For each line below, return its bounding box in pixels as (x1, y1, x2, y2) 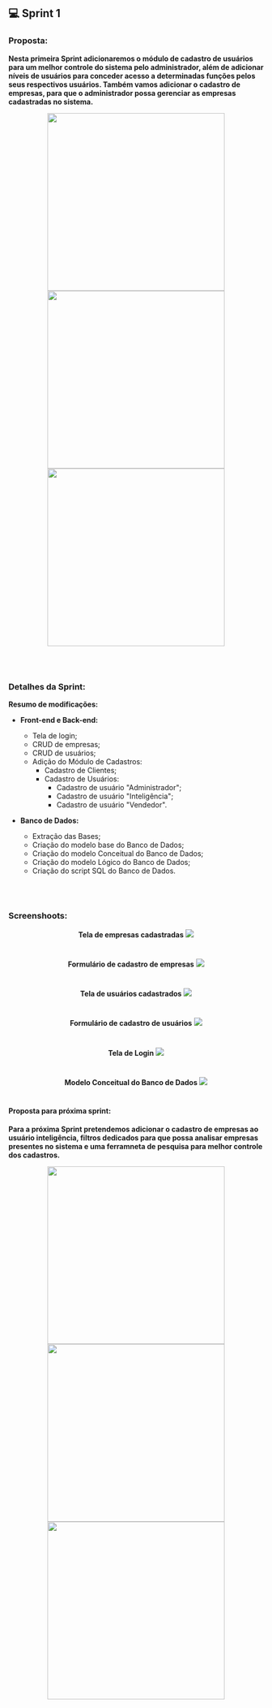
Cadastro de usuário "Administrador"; (56, 783, 182, 793)
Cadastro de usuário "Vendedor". (56, 800, 168, 810)
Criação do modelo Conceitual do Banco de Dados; (32, 849, 204, 858)
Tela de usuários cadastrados (79, 989, 182, 999)
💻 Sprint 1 (8, 6, 61, 20)
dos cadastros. (8, 1150, 61, 1160)
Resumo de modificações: (8, 699, 99, 709)
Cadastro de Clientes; (44, 766, 117, 776)
